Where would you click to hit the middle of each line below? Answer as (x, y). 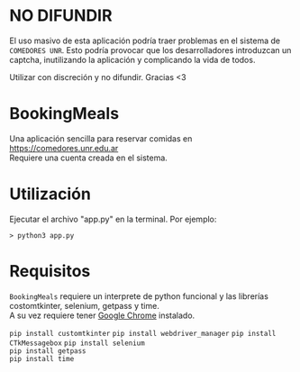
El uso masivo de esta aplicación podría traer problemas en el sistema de (145, 41)
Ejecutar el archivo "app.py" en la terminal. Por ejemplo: (113, 219)
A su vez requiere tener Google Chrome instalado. (102, 315)
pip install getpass (48, 351)
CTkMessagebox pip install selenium (77, 343)
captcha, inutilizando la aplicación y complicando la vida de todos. (132, 59)
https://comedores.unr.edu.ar (64, 148)
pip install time (42, 358)
